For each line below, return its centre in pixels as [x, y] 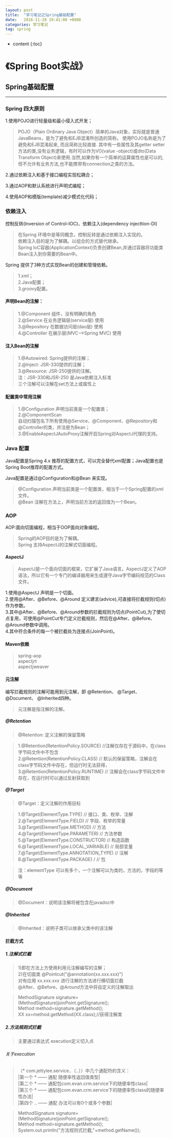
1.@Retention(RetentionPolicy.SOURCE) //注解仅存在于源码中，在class [92, 746]
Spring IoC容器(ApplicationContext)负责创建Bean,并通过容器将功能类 [91, 247]
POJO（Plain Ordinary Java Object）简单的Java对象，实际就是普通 [89, 132]
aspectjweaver [34, 667]
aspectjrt [27, 661]
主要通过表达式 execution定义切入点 [56, 1041]
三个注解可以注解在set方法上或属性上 [57, 384]
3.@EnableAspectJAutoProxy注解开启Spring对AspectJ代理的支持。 [89, 434]
